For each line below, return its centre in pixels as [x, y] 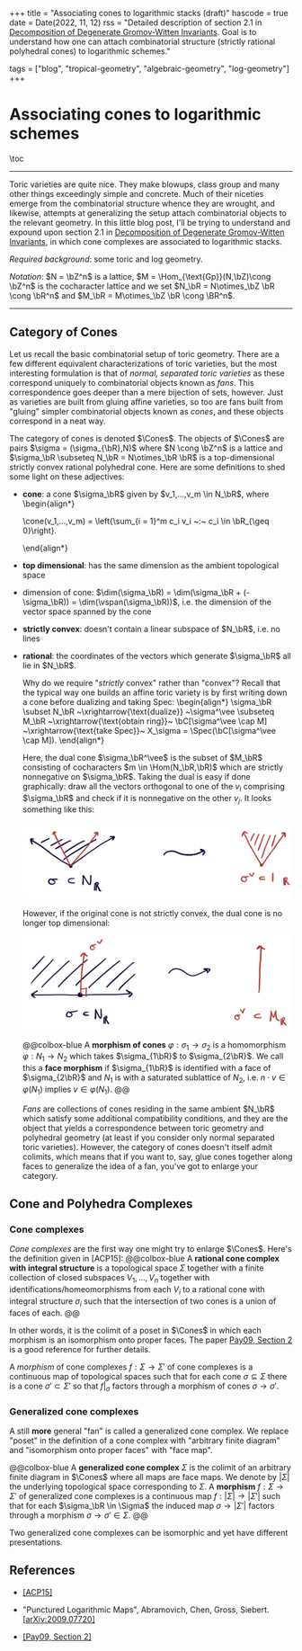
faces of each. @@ [45, 1313]
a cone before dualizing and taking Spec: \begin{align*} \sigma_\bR [147, 701]
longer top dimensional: [66, 923]
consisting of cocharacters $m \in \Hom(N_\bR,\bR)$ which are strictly [153, 767]
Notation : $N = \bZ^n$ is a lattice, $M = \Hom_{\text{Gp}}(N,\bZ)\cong [140, 276]
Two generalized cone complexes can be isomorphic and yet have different [149, 1532]
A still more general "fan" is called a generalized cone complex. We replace [149, 1431]
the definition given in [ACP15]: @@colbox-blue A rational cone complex [145, 1259]
